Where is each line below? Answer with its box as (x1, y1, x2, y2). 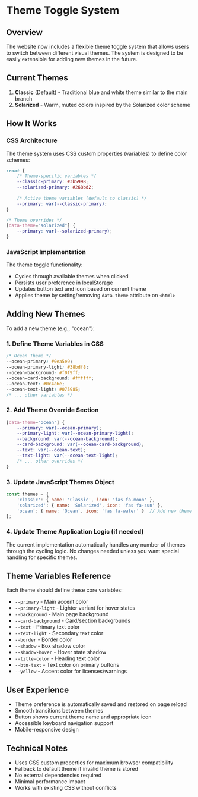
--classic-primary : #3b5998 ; (17, 179, 89, 185)
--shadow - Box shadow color (14, 642, 86, 649)
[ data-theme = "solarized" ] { (6, 222, 76, 229)
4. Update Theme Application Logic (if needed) (6, 528, 144, 536)
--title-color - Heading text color (14, 655, 100, 662)
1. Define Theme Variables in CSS (6, 340, 104, 348)
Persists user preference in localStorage (14, 279, 113, 286)
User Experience (6, 685, 69, 695)
